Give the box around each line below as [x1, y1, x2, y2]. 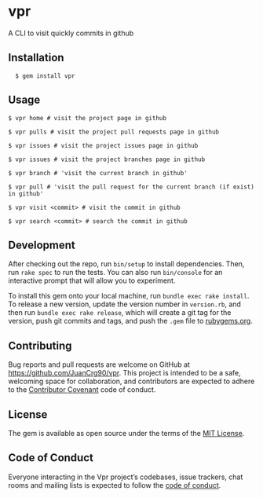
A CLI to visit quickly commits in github [8, 28, 134, 38]
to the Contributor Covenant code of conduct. [8, 385, 156, 394]
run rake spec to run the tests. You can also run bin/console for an [8, 268, 223, 277]
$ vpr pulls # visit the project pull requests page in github [8, 128, 220, 136]
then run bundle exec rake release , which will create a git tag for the [8, 308, 232, 317]
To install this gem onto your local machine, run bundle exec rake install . [8, 291, 250, 301]
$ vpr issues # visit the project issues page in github [8, 141, 199, 149]
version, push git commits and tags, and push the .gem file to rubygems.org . [8, 317, 254, 326]
